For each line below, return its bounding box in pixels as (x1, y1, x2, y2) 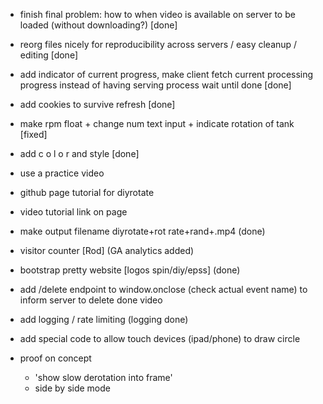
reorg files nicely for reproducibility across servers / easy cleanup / (19, 39, 298, 50)
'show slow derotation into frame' (34, 372, 173, 383)
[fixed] (19, 129, 48, 140)
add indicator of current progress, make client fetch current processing (19, 69, 314, 80)
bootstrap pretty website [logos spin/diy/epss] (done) (19, 264, 241, 276)
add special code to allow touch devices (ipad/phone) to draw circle (19, 333, 301, 344)
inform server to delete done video (19, 294, 163, 306)
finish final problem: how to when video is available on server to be (19, 9, 296, 20)
